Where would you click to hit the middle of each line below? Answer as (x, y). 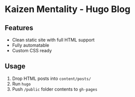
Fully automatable (31, 45)
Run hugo (21, 83)
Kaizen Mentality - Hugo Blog (68, 9)
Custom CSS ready (32, 51)
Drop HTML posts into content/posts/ (52, 78)
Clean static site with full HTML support (53, 40)
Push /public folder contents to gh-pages (55, 89)
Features (19, 28)
